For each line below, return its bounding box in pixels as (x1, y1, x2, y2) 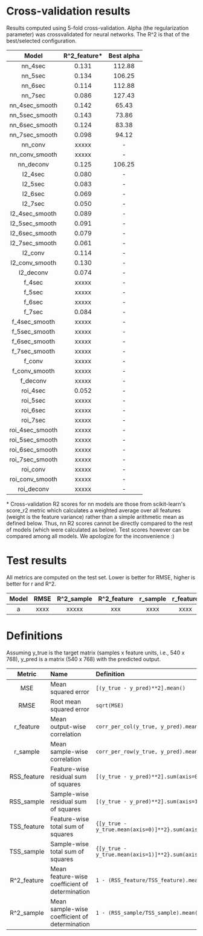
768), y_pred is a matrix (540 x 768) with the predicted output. (6, 655, 161, 662)
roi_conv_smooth (9, 475, 57, 483)
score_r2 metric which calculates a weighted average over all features (6, 507, 181, 514)
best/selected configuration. (6, 37, 77, 44)
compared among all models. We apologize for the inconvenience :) (6, 532, 175, 539)
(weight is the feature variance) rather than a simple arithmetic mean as (6, 513, 184, 520)
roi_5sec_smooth (9, 435, 58, 444)
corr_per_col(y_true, (95, 723, 158, 730)
